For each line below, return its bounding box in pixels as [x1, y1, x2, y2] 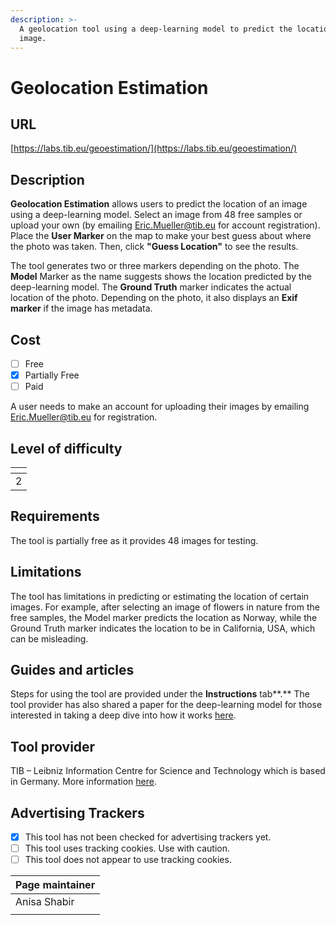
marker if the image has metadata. [10, 302, 153, 315]
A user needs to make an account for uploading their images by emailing [10, 401, 310, 413]
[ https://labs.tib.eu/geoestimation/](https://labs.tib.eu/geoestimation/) [10, 142, 298, 155]
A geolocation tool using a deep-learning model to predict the [19, 24, 293, 34]
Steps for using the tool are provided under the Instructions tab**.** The [10, 688, 310, 700]
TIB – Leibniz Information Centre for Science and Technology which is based [10, 765, 326, 777]
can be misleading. [10, 632, 89, 645]
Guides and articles [10, 662, 135, 679]
